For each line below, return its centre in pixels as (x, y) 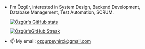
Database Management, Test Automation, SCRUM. (62, 12)
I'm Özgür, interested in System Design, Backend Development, (75, 7)
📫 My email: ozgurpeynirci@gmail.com (50, 41)
